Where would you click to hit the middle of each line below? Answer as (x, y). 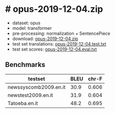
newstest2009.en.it (30, 95)
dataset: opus (26, 23)
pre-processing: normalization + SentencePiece (61, 33)
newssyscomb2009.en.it (37, 87)
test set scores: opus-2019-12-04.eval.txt (55, 49)
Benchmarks (25, 65)
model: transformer (32, 28)
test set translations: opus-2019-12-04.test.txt (59, 44)
